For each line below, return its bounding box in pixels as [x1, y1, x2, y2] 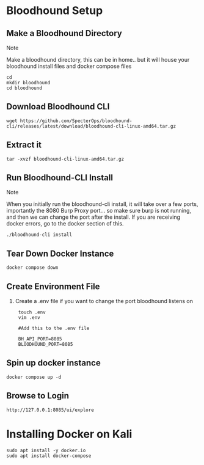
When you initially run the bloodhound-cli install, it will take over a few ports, [6, 200, 199, 208]
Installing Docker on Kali [6, 427, 133, 441]
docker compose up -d [6, 374, 62, 380]
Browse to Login [6, 390, 69, 401]
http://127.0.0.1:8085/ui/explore [6, 407, 95, 413]
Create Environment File [6, 281, 100, 291]
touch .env [18, 309, 46, 315]
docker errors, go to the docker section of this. [6, 220, 124, 227]
